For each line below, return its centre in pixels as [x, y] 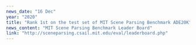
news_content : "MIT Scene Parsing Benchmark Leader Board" [79, 28]
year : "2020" [22, 17]
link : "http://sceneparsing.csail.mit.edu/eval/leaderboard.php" [87, 33]
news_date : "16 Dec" [31, 11]
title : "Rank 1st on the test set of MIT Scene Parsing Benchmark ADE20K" [99, 22]
